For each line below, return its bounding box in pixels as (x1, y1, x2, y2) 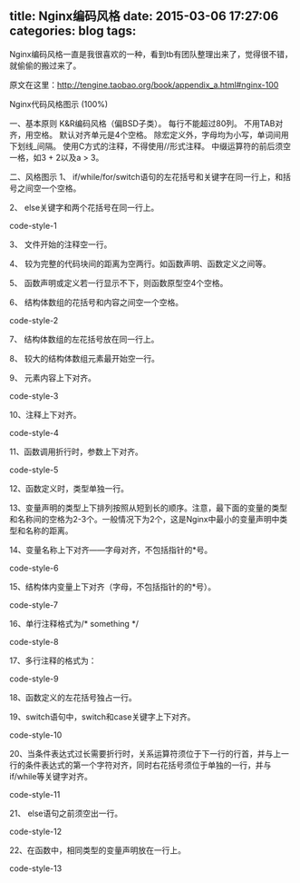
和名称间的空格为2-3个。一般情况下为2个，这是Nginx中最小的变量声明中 (9, 513, 280, 524)
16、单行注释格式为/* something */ (9, 618, 139, 629)
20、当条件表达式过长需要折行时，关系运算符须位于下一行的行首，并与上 (9, 748, 282, 759)
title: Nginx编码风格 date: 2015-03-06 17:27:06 (9, 8, 279, 25)
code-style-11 (9, 789, 61, 799)
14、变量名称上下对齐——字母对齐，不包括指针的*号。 (9, 544, 213, 555)
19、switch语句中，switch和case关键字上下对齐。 (9, 711, 196, 722)
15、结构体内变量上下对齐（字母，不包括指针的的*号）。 (9, 580, 217, 592)
